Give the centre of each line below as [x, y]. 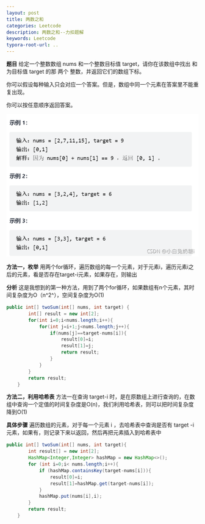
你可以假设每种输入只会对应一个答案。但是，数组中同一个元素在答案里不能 [100, 84]
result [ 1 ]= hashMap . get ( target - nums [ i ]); [102, 483]
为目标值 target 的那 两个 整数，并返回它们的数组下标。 [76, 71]
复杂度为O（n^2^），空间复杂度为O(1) [58, 295]
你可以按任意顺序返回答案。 [41, 105]
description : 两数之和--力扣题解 [45, 32]
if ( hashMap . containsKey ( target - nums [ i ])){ [95, 470]
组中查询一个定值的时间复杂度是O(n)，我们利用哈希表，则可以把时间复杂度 [100, 405]
